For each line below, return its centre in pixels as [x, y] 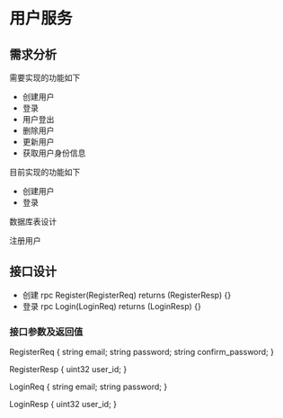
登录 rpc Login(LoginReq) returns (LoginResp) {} [112, 306]
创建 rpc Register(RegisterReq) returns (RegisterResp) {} [127, 295]
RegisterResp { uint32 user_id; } [68, 369]
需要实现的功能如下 [45, 78]
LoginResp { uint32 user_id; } [63, 405]
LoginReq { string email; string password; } [88, 387]
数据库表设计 [33, 222]
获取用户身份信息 [54, 153]
